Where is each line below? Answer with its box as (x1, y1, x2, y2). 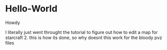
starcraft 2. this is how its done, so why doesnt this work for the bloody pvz (5, 34, 162, 40)
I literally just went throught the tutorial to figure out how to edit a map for (5, 29, 158, 35)
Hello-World (5, 3, 58, 14)
